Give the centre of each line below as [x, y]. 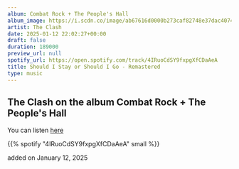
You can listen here [36, 130]
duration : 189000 [33, 47]
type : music [25, 73]
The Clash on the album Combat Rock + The [107, 102]
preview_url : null [34, 54]
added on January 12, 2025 [48, 158]
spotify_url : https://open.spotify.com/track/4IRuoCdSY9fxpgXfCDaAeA [113, 60]
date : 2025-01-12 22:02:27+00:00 [57, 34]
